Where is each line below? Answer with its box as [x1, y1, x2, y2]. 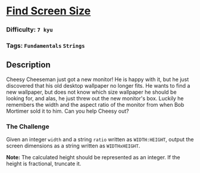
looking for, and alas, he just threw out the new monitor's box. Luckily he [6, 94, 184, 102]
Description [6, 60, 51, 70]
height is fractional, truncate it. [6, 160, 82, 168]
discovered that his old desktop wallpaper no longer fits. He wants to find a [6, 82, 190, 89]
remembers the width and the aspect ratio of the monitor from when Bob [6, 101, 185, 108]
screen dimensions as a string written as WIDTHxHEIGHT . [6, 142, 140, 150]
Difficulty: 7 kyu [6, 26, 54, 34]
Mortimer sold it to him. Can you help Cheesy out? [6, 107, 129, 115]
